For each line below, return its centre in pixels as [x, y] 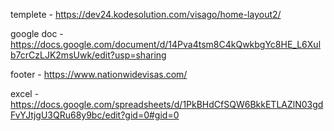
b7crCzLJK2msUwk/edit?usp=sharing [88, 55]
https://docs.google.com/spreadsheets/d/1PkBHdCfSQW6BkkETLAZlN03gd [167, 104]
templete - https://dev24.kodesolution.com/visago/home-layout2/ [146, 14]
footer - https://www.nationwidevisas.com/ [99, 74]
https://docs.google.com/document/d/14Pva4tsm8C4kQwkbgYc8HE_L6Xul [166, 44]
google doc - [37, 33]
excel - [25, 93]
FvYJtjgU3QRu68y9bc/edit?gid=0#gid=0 [95, 115]
